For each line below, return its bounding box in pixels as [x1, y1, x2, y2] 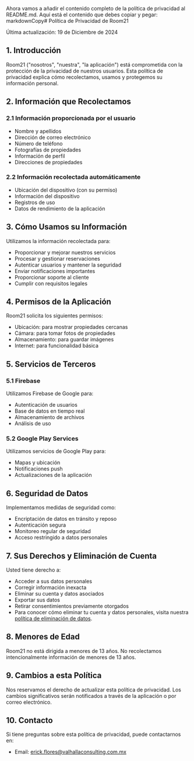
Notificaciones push [14, 465, 63, 472]
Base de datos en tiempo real [14, 407, 85, 414]
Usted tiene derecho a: [6, 566, 61, 573]
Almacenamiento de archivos [14, 414, 84, 421]
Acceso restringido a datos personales [14, 534, 108, 541]
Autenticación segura [14, 521, 66, 528]
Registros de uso [14, 199, 55, 206]
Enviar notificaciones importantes [14, 267, 96, 274]
